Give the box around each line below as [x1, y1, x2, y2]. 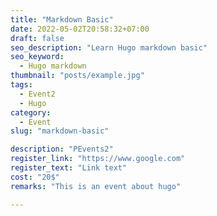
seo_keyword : [10, 52, 65, 62]
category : [10, 107, 52, 118]
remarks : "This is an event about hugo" [10, 181, 182, 191]
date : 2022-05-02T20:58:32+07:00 [10, 24, 150, 34]
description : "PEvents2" [10, 144, 114, 155]
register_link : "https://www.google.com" [10, 154, 186, 164]
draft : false [10, 33, 65, 43]
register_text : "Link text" [10, 163, 128, 173]
